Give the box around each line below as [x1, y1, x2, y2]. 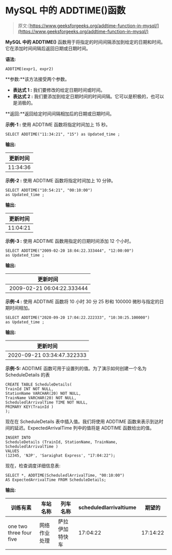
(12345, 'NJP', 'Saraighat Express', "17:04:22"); [5, 453, 116, 458]
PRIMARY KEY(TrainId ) [5, 404, 54, 410]
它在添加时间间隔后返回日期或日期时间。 [5, 45, 91, 51]
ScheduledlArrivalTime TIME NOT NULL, [5, 400, 88, 405]
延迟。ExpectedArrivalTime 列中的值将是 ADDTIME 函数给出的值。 [14, 424, 155, 431]
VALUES [5, 449, 19, 454]
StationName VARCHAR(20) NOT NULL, [5, 391, 81, 396]
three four [8, 529, 32, 536]
